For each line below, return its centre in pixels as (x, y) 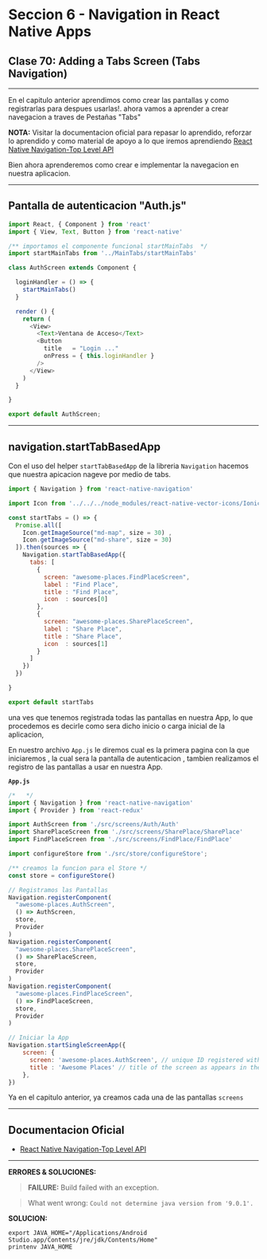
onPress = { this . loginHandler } (99, 356)
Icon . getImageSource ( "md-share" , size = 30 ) (97, 540)
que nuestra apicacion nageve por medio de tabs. (89, 474)
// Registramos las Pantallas (58, 890)
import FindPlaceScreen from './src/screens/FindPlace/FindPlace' (120, 840)
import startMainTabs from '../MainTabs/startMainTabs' (103, 254)
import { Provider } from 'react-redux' (76, 810)
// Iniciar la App (39, 1038)
